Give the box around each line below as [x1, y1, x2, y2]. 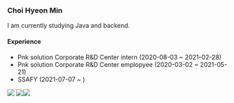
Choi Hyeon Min [7, 6, 63, 15]
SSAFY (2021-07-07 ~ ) [17, 75, 85, 84]
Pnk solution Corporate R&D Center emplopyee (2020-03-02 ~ [17, 60, 199, 68]
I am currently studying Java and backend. [7, 22, 131, 30]
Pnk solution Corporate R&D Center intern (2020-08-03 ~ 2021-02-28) [17, 53, 222, 61]
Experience [7, 37, 41, 45]
